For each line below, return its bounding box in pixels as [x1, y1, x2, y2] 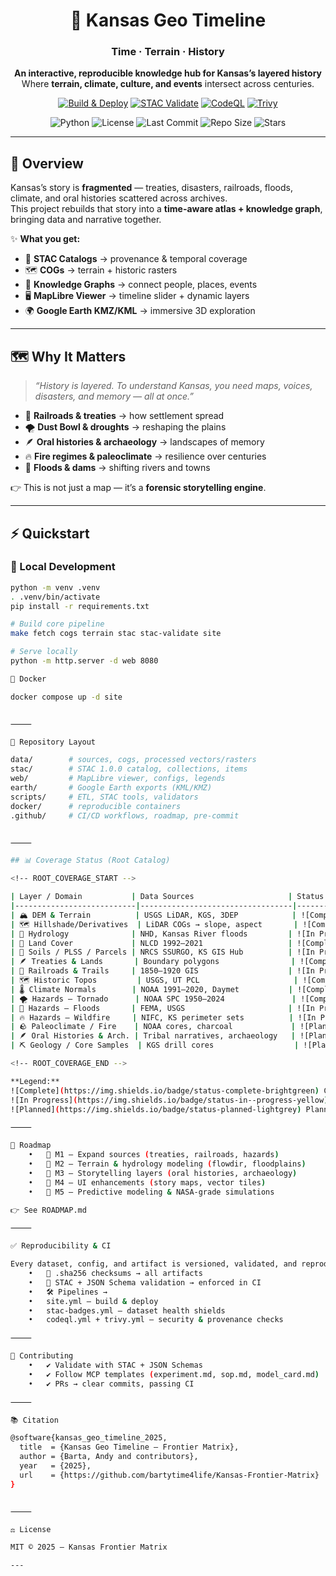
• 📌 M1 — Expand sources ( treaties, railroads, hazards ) [28, 1150, 280, 1160]
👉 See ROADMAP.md [10, 1205, 87, 1215]
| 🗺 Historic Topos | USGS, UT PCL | [10, 975, 299, 986]
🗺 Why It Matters [10, 348, 127, 365]
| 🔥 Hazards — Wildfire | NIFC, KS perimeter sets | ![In [10, 1012, 317, 1023]
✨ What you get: [10, 233, 81, 245]
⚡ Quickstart [10, 525, 90, 542]
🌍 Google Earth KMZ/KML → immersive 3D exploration [24, 305, 256, 317]
